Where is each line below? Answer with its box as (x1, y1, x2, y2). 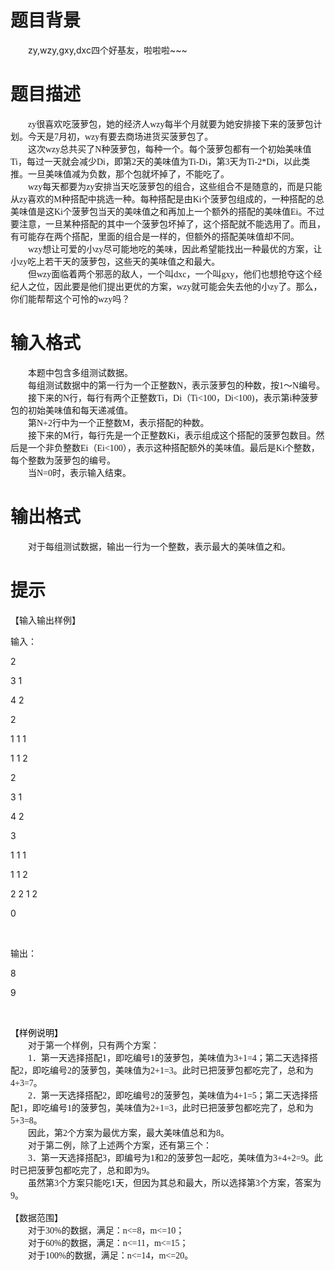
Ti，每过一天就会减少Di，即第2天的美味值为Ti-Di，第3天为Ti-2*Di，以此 (10, 156, 302, 167)
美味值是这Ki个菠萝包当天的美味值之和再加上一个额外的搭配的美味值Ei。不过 (10, 206, 325, 217)
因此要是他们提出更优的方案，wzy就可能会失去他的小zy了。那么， (53, 281, 323, 292)
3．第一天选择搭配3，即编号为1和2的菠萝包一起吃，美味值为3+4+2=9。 (28, 1152, 315, 1163)
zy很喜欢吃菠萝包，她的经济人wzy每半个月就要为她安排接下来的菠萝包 (28, 119, 314, 130)
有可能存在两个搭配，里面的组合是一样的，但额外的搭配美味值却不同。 (10, 231, 300, 242)
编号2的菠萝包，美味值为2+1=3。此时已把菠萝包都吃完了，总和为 (49, 1065, 314, 1076)
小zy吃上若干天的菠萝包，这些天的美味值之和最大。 (10, 256, 221, 267)
